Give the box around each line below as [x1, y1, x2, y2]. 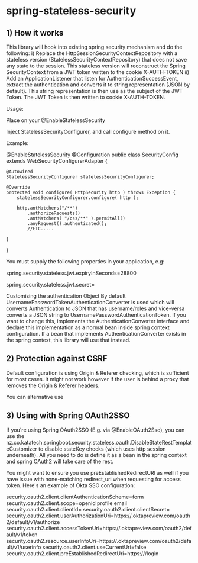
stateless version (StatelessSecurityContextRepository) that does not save [6, 56, 187, 63]
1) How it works [6, 28, 64, 38]
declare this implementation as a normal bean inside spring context [6, 324, 170, 331]
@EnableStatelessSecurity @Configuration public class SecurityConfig [6, 151, 179, 158]
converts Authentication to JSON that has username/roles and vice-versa [6, 305, 185, 312]
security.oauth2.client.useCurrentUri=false [42, 543, 147, 551]
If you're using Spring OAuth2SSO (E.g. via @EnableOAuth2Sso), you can [6, 426, 185, 433]
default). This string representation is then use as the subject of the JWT [6, 88, 183, 94]
